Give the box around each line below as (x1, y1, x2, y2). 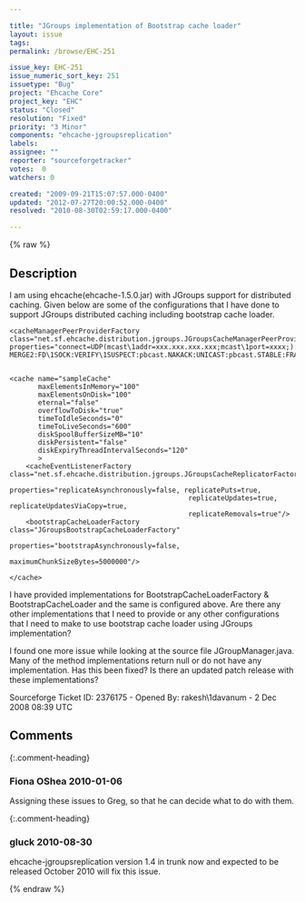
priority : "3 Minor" (9, 122, 88, 132)
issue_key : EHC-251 (9, 63, 84, 73)
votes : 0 (9, 165, 47, 174)
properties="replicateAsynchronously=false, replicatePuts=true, (9, 486, 261, 495)
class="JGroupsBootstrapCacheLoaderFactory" (9, 525, 181, 535)
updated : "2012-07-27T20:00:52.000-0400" (9, 197, 169, 207)
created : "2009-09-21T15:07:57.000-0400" (9, 189, 169, 198)
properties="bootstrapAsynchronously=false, (9, 541, 181, 550)
